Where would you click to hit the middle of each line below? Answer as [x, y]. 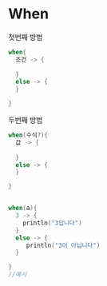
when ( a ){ [23, 209]
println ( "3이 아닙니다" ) [63, 245]
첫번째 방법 [26, 37]
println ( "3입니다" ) [52, 223]
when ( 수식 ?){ [28, 135]
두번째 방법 [26, 120]
